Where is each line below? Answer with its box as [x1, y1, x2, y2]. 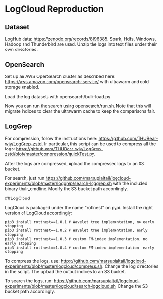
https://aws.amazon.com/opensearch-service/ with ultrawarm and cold [5, 78, 149, 84]
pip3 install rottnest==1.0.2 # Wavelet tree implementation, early [5, 228, 148, 233]
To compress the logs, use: [5, 258, 60, 264]
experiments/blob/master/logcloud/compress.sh [5, 263, 103, 269]
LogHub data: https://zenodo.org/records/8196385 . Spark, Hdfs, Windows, [5, 36, 156, 42]
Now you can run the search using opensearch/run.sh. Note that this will [5, 103, 151, 109]
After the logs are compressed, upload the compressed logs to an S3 [5, 160, 144, 166]
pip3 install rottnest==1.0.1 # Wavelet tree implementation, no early [5, 219, 154, 224]
